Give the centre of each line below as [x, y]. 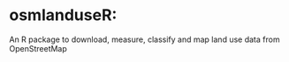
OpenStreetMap [38, 48]
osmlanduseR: [63, 15]
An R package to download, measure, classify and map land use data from [144, 39]
